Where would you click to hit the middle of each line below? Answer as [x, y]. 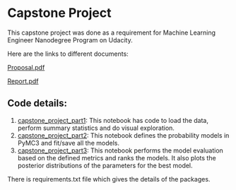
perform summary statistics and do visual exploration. [96, 128]
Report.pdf [23, 81]
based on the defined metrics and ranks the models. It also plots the [117, 158]
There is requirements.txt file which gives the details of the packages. [109, 179]
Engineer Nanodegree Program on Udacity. [70, 40]
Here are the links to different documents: [68, 54]
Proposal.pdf [26, 67]
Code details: [37, 103]
